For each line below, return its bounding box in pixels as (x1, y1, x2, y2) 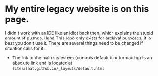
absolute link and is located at (12, 60, 72, 66)
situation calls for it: (5, 45, 45, 51)
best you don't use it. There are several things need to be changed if (5, 40, 143, 46)
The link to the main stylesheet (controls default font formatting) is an (12, 55, 152, 60)
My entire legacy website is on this (5, 3, 149, 15)
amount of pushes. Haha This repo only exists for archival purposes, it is (5, 35, 151, 41)
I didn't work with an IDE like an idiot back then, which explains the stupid (5, 30, 153, 36)
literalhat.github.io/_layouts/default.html (12, 66, 105, 71)
